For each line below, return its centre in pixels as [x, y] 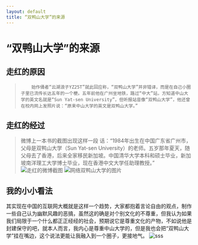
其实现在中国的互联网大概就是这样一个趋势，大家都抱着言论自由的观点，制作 [99, 206]
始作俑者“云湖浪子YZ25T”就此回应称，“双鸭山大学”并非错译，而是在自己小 [109, 87]
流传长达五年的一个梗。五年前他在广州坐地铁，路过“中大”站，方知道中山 [109, 93]
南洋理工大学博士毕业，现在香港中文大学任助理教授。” [90, 163]
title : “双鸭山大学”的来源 [36, 17]
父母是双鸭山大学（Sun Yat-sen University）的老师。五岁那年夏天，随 [105, 148]
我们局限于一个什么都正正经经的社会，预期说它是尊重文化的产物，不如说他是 [99, 221]
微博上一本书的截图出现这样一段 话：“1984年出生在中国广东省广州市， [106, 141]
